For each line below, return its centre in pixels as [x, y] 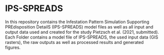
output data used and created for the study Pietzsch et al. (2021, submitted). [82, 32]
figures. [13, 47]
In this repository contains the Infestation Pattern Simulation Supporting [77, 22]
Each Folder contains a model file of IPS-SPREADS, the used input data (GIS [82, 37]
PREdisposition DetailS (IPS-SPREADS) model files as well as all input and [79, 27]
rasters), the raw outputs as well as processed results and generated [74, 42]
